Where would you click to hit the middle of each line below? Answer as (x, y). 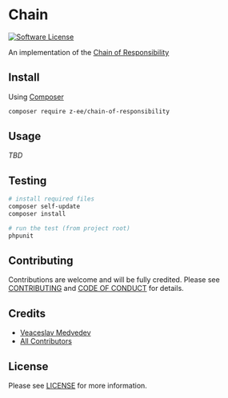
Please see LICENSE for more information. (78, 386)
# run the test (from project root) (69, 228)
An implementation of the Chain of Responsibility (89, 52)
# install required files (51, 199)
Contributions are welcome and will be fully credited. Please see (114, 280)
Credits (27, 313)
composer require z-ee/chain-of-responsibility (89, 111)
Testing (28, 180)
